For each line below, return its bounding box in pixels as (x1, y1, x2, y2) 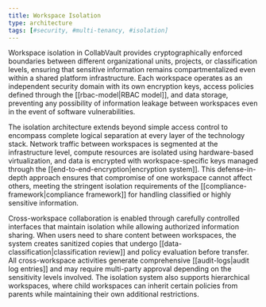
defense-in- (217, 164, 256, 175)
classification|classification (8, 248, 97, 257)
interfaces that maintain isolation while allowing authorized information (8, 222, 240, 232)
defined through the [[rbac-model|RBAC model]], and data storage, (8, 90, 229, 100)
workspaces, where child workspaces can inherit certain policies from (8, 281, 238, 290)
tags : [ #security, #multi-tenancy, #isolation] (8, 26, 169, 34)
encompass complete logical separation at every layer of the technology (8, 131, 245, 140)
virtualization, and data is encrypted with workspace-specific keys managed (8, 156, 259, 166)
